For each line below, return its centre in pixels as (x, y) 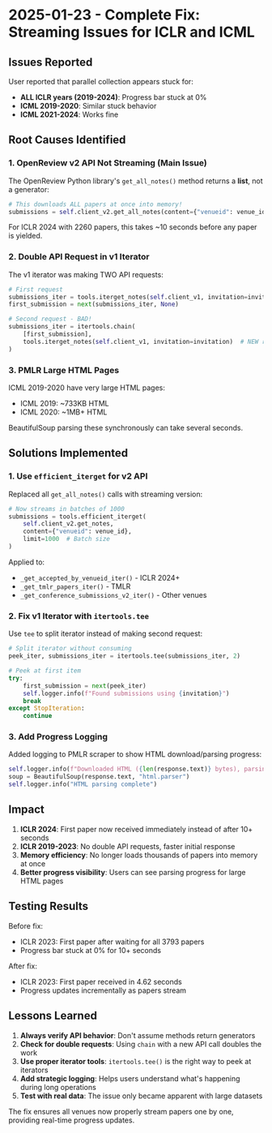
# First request (36, 290)
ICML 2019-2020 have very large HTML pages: (87, 388)
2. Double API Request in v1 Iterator (79, 257)
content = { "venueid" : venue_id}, (77, 532)
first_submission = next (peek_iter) (85, 686)
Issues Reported (51, 62)
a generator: (29, 189)
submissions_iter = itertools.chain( (72, 327)
